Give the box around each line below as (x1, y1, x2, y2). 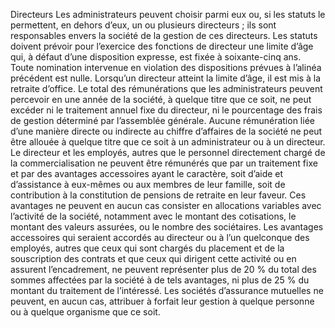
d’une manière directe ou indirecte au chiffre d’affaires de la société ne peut (10, 125, 323, 137)
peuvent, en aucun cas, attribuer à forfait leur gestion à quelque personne (10, 295, 315, 307)
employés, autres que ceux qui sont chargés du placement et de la (10, 242, 285, 254)
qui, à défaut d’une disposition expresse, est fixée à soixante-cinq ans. (10, 51, 302, 63)
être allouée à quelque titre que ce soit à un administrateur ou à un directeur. (10, 136, 326, 148)
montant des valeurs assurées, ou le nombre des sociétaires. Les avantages (10, 221, 324, 233)
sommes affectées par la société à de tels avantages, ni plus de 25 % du (10, 274, 310, 286)
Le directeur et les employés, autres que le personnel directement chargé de (10, 147, 326, 158)
